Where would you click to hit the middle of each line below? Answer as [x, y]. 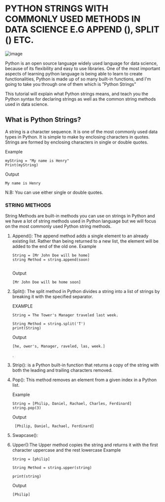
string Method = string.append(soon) [51, 260]
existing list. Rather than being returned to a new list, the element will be [85, 241]
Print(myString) [22, 165]
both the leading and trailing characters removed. [62, 370]
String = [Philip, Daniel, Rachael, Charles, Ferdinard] [72, 404]
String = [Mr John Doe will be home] [51, 255]
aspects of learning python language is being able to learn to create [74, 73]
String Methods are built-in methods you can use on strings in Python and [80, 216]
